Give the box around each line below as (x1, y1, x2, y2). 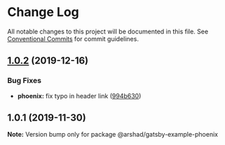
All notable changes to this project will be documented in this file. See (7, 27, 209, 36)
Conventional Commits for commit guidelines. (7, 34, 139, 43)
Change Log (7, 4, 79, 20)
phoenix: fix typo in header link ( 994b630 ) (17, 91, 142, 100)
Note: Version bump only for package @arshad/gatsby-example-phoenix (7, 130, 219, 139)
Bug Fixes (7, 76, 42, 86)
